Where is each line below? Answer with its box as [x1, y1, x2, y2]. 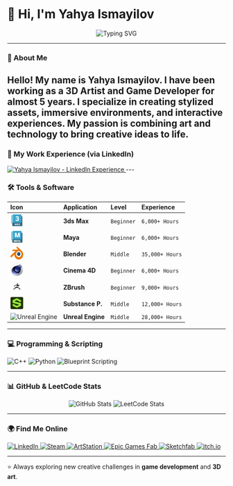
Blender [63, 250, 87, 259]
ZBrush [63, 283, 85, 291]
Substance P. [63, 300, 103, 308]
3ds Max [63, 216, 89, 225]
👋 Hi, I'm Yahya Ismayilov [7, 6, 155, 22]
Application [63, 203, 98, 211]
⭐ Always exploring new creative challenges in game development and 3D [7, 462, 221, 471]
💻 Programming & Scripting [7, 339, 103, 349]
